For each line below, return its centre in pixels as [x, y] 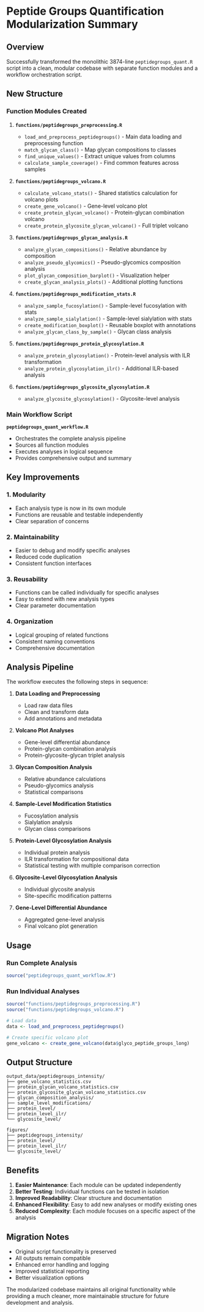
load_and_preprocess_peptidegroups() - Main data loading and [103, 137]
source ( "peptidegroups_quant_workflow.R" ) [61, 976]
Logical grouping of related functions [62, 635]
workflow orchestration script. [44, 74]
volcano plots [41, 199]
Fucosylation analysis [51, 816]
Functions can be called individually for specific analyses [87, 593]
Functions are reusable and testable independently [79, 514]
